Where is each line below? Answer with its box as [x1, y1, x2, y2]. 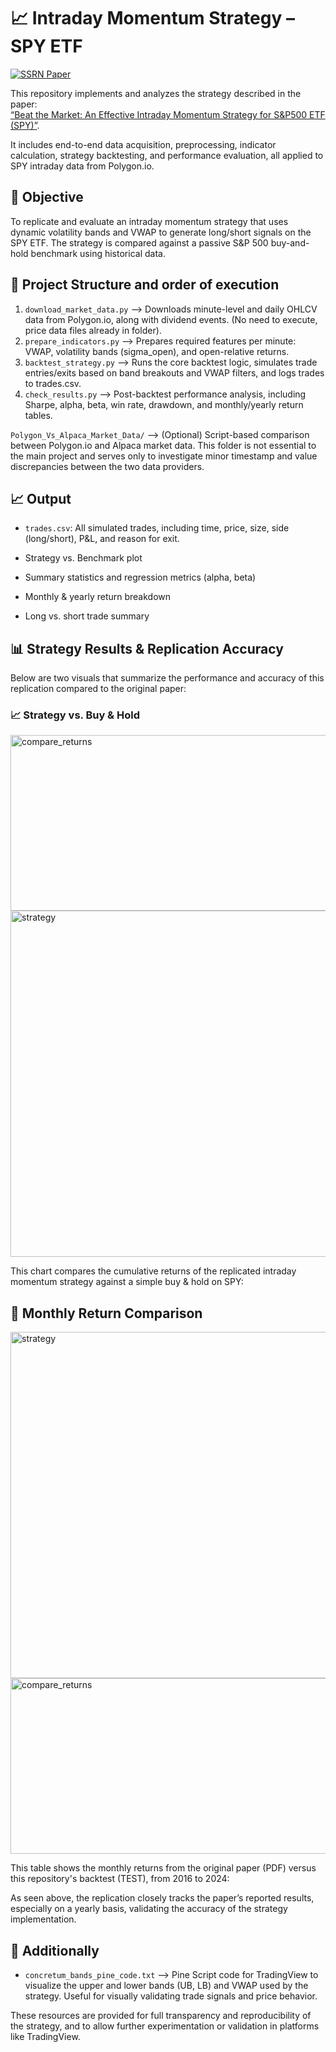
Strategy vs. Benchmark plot [24, 552, 143, 564]
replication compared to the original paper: [10, 683, 187, 695]
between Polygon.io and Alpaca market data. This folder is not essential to [10, 439, 317, 451]
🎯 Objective [10, 189, 84, 206]
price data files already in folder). [24, 324, 162, 336]
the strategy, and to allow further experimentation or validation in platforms [10, 2020, 320, 2032]
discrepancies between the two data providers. [10, 460, 205, 472]
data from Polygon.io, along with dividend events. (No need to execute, [24, 313, 318, 325]
